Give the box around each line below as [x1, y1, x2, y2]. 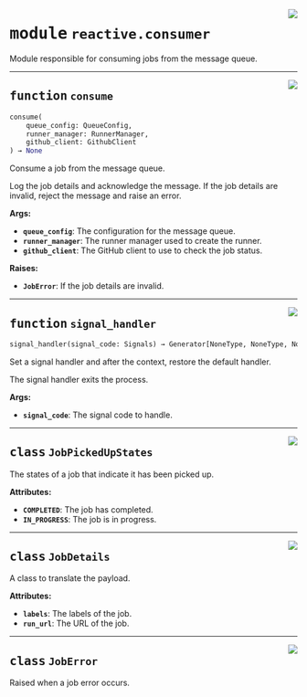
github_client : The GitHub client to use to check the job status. [22, 245, 263, 256]
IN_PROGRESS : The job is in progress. [22, 513, 157, 524]
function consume [9, 89, 114, 104]
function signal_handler [9, 316, 157, 331]
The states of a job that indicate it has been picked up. [9, 469, 215, 480]
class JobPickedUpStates [9, 445, 153, 460]
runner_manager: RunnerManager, [26, 129, 149, 139]
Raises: [9, 263, 38, 274]
